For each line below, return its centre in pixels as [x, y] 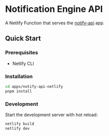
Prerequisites [22, 53]
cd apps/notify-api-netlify [34, 86]
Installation [19, 76]
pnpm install [19, 91]
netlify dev [17, 128]
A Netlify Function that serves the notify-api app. [55, 23]
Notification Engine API [54, 9]
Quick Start [23, 38]
